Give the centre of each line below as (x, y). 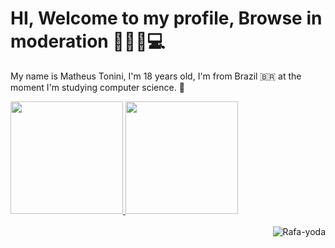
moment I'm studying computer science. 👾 (97, 87)
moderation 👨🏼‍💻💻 (88, 41)
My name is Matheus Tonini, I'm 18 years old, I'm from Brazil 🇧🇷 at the (156, 76)
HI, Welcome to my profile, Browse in (166, 18)
